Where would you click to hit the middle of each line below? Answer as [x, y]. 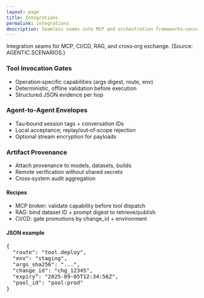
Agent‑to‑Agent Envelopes [47, 110]
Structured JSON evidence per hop [59, 94]
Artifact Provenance [37, 152]
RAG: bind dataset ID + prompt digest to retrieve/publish [85, 212]
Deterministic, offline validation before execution [76, 88]
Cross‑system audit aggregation [55, 178]
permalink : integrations [38, 23]
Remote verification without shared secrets [69, 172]
